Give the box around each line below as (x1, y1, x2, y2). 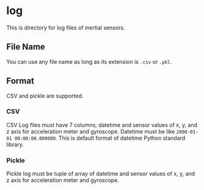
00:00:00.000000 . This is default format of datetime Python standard (14, 134, 186, 142)
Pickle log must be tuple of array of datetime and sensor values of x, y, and (6, 170, 195, 178)
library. (6, 140, 24, 148)
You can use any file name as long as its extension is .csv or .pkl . (6, 58, 172, 65)
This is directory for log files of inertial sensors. (6, 24, 125, 31)
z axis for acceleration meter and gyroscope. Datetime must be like (6, 127, 175, 135)
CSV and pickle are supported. (6, 92, 84, 99)
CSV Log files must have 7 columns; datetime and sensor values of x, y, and (6, 121, 197, 129)
